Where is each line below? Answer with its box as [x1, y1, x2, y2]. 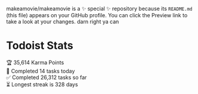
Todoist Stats [6, 39, 73, 52]
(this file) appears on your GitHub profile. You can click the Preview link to [6, 12, 188, 18]
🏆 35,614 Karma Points [6, 59, 64, 66]
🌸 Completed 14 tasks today [6, 67, 75, 74]
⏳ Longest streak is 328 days [6, 80, 79, 88]
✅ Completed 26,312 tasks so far [6, 74, 87, 81]
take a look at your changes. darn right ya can [6, 18, 119, 25]
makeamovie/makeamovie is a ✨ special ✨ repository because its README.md [6, 5, 193, 12]
